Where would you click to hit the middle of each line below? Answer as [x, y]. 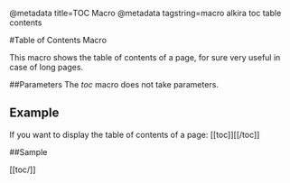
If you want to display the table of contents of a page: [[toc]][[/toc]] [135, 134]
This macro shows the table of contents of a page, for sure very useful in [145, 57]
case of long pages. [47, 67]
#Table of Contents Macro [58, 40]
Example [34, 113]
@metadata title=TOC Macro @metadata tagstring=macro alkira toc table [145, 13]
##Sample [28, 151]
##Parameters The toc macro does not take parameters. [114, 84]
